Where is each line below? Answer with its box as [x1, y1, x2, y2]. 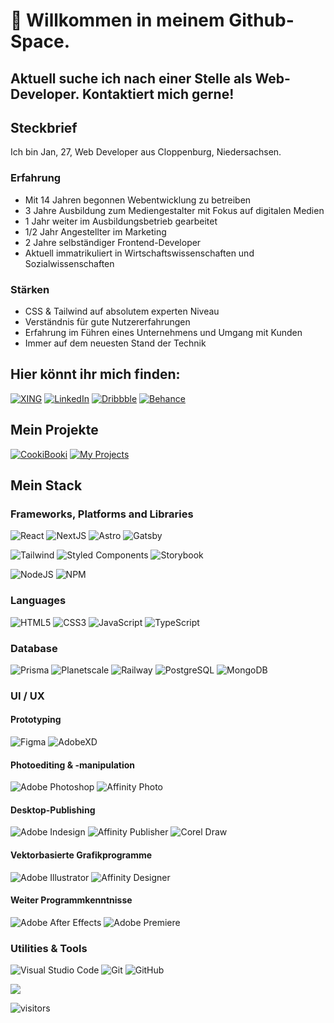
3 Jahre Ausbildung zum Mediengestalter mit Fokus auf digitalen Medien [24, 204, 325, 216]
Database [10, 641, 58, 655]
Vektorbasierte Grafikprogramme [10, 849, 153, 861]
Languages [10, 594, 67, 608]
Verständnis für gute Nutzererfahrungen [24, 315, 191, 328]
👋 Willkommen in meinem [10, 9, 225, 32]
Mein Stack [10, 477, 83, 494]
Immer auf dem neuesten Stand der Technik [24, 337, 207, 349]
